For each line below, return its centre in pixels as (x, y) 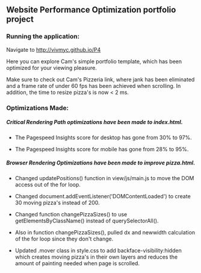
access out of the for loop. (48, 184)
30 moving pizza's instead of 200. (57, 202)
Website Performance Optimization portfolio (91, 10)
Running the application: (43, 37)
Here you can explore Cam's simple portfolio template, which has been (94, 61)
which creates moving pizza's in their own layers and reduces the (96, 257)
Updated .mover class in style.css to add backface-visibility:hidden (98, 250)
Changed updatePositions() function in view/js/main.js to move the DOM (104, 178)
